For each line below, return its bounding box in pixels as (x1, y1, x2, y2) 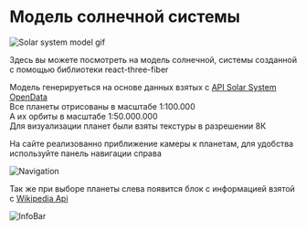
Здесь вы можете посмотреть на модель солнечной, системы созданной (9, 54, 298, 65)
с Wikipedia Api (9, 193, 69, 204)
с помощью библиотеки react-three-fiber (9, 64, 169, 75)
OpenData (9, 91, 48, 102)
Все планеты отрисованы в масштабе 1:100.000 (9, 100, 196, 111)
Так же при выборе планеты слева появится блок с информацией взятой (9, 183, 295, 193)
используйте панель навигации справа (9, 148, 162, 159)
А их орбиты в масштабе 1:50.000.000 (9, 110, 158, 121)
